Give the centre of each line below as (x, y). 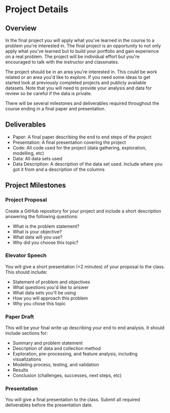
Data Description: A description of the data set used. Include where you (87, 164)
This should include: (26, 272)
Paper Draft (20, 316)
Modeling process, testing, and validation (56, 365)
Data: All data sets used (37, 158)
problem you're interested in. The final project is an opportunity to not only (83, 46)
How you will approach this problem (50, 298)
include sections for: (27, 333)
